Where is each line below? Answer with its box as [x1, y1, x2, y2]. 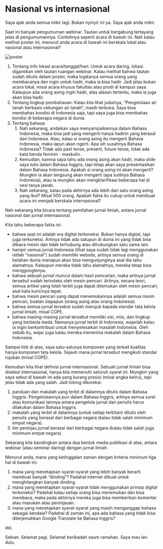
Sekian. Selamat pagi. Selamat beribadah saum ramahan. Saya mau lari [5, 534, 147, 540]
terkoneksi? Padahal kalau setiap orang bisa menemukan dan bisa [12, 489, 145, 495]
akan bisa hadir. [12, 94, 44, 100]
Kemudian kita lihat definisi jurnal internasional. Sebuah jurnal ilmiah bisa [5, 364, 151, 369]
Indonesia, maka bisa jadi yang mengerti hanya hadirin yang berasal [19, 130, 156, 136]
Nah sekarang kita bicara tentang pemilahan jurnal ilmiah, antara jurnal [5, 207, 146, 213]
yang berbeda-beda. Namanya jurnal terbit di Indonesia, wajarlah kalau [12, 319, 155, 325]
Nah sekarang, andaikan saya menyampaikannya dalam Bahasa [19, 125, 147, 131]
